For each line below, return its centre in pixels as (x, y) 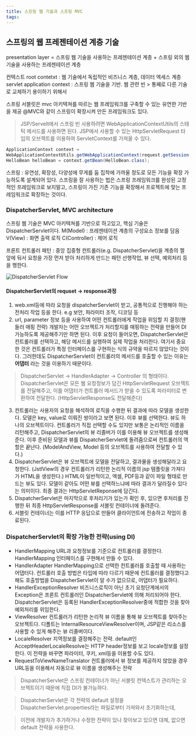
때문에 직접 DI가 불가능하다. (77, 687)
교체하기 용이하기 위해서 (39, 92)
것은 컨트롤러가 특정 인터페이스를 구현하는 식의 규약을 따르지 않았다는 (99, 349)
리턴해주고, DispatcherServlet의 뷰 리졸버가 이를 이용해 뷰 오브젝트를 (94, 432)
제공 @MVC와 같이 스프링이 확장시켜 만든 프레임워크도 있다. (80, 111)
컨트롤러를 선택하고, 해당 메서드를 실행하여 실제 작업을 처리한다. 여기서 (94, 342)
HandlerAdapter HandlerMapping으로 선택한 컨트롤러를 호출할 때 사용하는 (100, 565)
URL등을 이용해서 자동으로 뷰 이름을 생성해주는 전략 (73, 667)
